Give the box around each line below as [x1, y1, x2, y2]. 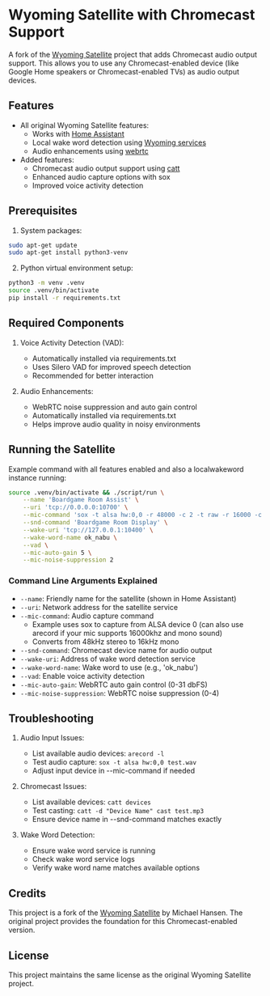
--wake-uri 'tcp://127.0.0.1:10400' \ [23, 526, 154, 534]
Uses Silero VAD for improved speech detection [32, 362, 192, 371]
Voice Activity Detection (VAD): [19, 337, 124, 347]
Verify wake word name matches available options [32, 863, 200, 873]
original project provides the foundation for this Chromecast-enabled [8, 917, 238, 926]
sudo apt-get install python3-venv [8, 248, 129, 256]
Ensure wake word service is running [32, 846, 156, 855]
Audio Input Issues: [19, 733, 85, 743]
